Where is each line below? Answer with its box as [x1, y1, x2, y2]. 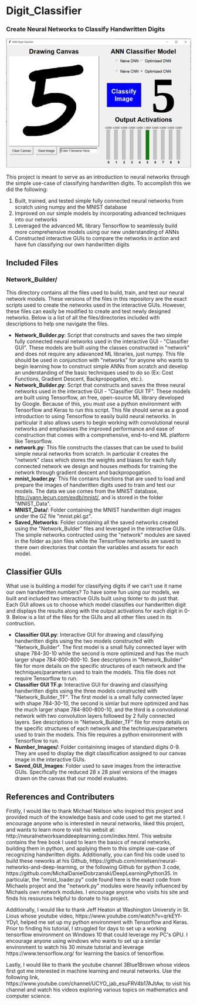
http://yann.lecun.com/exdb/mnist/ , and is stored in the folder [14, 493, 164, 500]
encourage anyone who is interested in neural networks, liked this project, [6, 820, 185, 827]
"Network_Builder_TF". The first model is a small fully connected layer [14, 694, 184, 701]
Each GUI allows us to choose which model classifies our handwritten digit [6, 601, 186, 609]
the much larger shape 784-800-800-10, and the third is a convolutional [14, 706, 189, 713]
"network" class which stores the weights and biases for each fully [14, 456, 176, 463]
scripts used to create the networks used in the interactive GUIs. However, [6, 301, 186, 308]
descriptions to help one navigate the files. [6, 320, 110, 327]
